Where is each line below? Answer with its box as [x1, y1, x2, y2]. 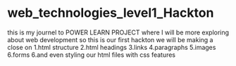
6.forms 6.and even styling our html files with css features [7, 51, 176, 59]
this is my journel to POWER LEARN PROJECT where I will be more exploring [7, 28, 230, 37]
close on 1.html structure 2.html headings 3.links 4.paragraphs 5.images [7, 43, 216, 51]
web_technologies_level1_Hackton [7, 5, 214, 21]
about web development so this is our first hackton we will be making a [7, 35, 213, 44]
